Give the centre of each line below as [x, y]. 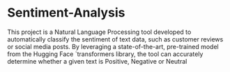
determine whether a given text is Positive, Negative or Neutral [97, 61]
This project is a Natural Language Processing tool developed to [99, 32]
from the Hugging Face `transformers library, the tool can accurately [105, 54]
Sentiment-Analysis [66, 13]
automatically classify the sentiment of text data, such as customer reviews [115, 39]
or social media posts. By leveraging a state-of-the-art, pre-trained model [113, 46]
